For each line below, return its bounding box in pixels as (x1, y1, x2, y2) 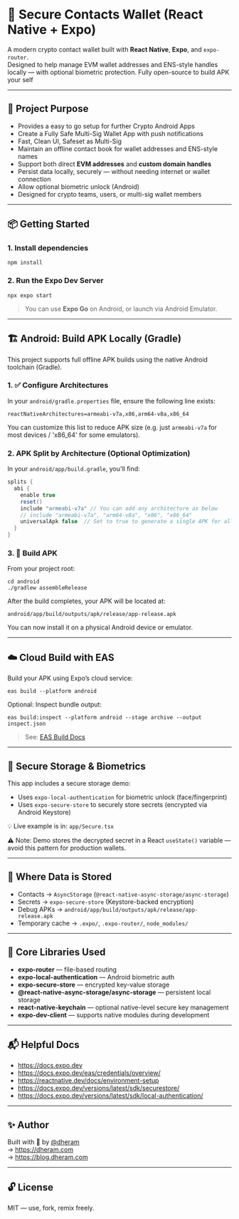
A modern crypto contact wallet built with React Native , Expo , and (7, 45, 203, 53)
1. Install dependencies (7, 243, 89, 253)
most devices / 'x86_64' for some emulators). (7, 431, 141, 439)
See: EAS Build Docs (24, 733, 85, 741)
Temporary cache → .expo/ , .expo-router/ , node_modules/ (17, 919, 188, 927)
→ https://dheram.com (7, 1146, 73, 1154)
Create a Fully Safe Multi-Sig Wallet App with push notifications (17, 129, 204, 138)
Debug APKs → (17, 905, 63, 913)
